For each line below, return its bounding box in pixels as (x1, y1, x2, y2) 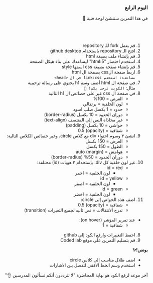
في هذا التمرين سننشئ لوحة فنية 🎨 (82, 15, 148, 21)
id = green (101, 186, 123, 192)
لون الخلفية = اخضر (74, 191, 110, 197)
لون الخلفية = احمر (75, 170, 110, 176)
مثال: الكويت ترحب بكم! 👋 (84, 85, 135, 91)
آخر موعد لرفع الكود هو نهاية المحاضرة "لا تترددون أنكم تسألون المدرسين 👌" (5, 272, 148, 278)
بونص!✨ (132, 247, 148, 253)
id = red (106, 164, 123, 171)
